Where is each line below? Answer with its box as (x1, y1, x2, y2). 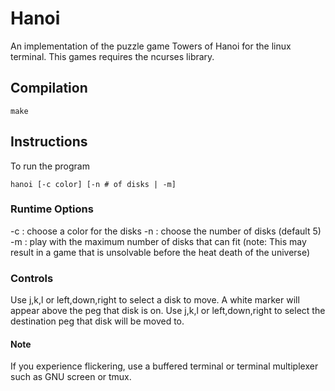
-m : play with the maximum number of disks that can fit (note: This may (10, 235, 307, 247)
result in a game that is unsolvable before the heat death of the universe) (10, 246, 311, 258)
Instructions (10, 133, 88, 151)
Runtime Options (10, 202, 94, 216)
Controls (10, 271, 54, 285)
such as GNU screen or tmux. (10, 371, 132, 383)
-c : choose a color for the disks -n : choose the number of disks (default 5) (10, 225, 322, 237)
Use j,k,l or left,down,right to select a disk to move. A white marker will (10, 294, 300, 306)
